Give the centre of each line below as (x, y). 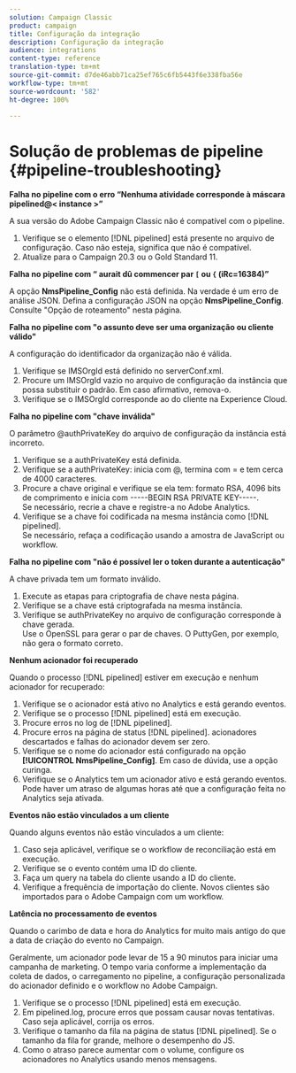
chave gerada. (48, 624)
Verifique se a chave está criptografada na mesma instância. (132, 606)
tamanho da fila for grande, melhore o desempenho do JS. (129, 1040)
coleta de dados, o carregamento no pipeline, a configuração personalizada (147, 977)
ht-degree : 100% (39, 100)
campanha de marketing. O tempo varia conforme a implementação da (138, 967)
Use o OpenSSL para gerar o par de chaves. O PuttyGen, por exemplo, (151, 634)
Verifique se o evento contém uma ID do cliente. (110, 868)
